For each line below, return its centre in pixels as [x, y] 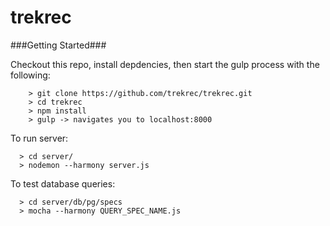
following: [30, 75]
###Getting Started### [58, 45]
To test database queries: [63, 183]
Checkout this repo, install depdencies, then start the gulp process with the [165, 64]
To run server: [39, 138]
